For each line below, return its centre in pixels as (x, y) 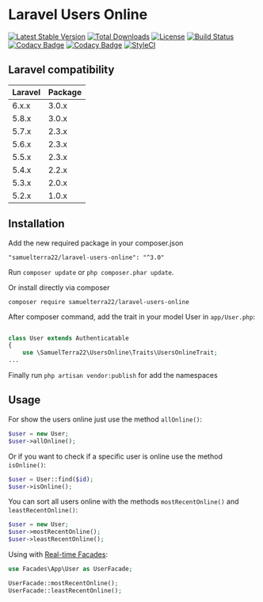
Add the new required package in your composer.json (96, 242)
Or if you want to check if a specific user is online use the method (116, 456)
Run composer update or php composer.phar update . (91, 272)
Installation (36, 224)
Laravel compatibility (61, 70)
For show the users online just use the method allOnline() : (105, 419)
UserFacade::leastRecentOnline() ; (65, 591)
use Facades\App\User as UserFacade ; (71, 569)
